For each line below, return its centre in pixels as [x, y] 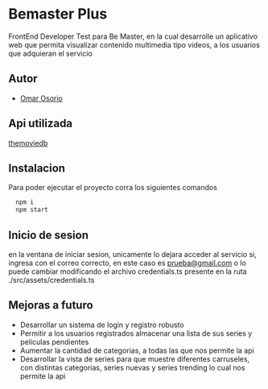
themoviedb [28, 143]
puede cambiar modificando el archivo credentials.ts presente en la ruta [128, 271]
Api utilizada [41, 124]
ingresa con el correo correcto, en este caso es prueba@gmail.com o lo [128, 263]
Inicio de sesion [48, 235]
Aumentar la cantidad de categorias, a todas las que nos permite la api [137, 350]
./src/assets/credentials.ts [52, 279]
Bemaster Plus [58, 14]
